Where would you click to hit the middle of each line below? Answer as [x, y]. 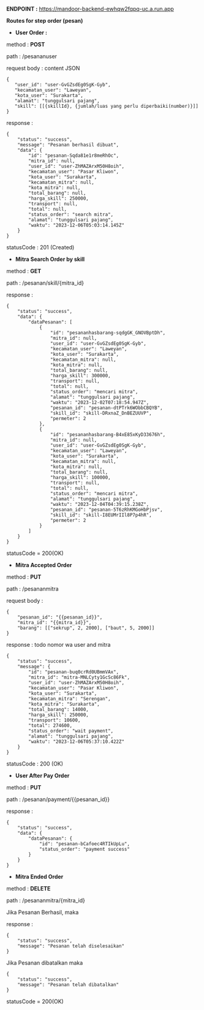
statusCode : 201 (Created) [40, 247]
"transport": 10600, [55, 720]
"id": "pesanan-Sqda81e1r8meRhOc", [74, 156]
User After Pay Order [42, 775]
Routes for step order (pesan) [45, 21]
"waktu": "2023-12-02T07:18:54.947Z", [100, 402]
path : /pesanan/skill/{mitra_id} [45, 283]
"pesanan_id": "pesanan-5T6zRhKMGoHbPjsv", [107, 510]
